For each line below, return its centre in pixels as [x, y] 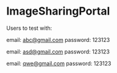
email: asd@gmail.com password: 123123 [58, 51]
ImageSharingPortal [58, 11]
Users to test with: [29, 28]
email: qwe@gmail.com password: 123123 [59, 63]
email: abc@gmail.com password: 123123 [58, 40]
